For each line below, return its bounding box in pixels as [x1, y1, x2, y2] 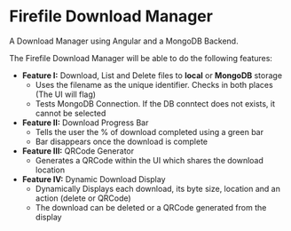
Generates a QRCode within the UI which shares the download [35, 155, 264, 165]
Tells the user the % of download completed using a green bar [35, 126, 264, 137]
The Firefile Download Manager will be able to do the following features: [9, 52, 273, 63]
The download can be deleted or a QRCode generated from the [35, 202, 267, 212]
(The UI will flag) [35, 89, 96, 100]
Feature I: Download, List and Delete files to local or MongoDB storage [21, 69, 282, 81]
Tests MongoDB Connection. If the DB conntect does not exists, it [35, 98, 276, 108]
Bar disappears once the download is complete [35, 136, 208, 147]
